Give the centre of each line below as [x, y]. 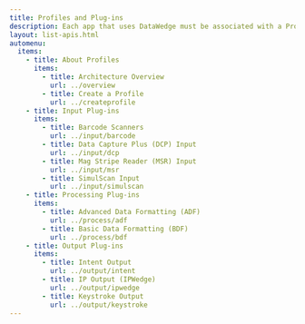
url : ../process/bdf [89, 237]
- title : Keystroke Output [93, 296]
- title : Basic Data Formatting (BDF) [115, 229]
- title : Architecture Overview [103, 77]
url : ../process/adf [89, 220]
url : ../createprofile [93, 102]
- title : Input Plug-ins [73, 111]
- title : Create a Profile [93, 93]
